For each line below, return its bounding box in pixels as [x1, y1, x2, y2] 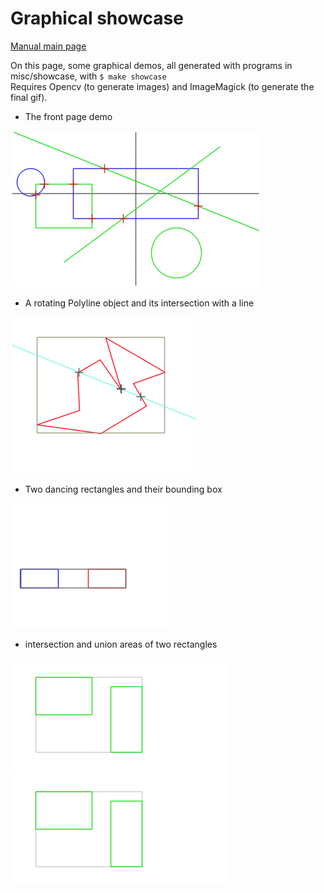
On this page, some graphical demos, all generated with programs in [10, 59, 293, 71]
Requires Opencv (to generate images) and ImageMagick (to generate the [10, 80, 315, 92]
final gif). [10, 91, 48, 103]
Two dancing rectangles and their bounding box [24, 483, 223, 495]
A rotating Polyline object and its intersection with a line [24, 297, 255, 309]
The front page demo [24, 110, 113, 122]
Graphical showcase [10, 7, 184, 30]
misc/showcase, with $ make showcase [10, 70, 167, 82]
